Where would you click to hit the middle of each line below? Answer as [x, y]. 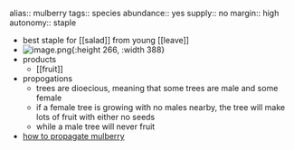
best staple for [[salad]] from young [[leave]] [106, 40]
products [39, 59]
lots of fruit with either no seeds [95, 117]
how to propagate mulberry [73, 136]
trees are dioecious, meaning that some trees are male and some [157, 88]
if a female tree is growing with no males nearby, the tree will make [161, 107]
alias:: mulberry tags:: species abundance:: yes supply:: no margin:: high [144, 13]
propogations [47, 79]
